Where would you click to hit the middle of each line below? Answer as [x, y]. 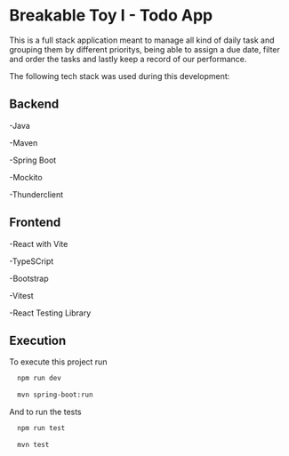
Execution [38, 340]
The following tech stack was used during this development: [120, 76]
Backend [34, 104]
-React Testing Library [50, 313]
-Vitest [21, 295]
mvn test [33, 444]
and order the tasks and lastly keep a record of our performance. [128, 59]
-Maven [24, 142]
